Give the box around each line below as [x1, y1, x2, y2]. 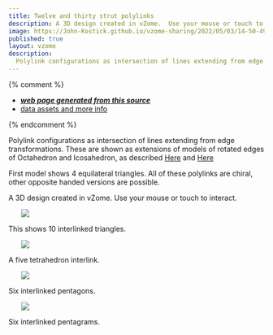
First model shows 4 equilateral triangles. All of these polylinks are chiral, [8, 168, 253, 178]
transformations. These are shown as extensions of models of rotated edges [8, 144, 265, 154]
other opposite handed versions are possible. [8, 176, 160, 187]
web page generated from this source [19, 95, 151, 105]
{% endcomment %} [8, 120, 77, 129]
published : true [8, 34, 63, 43]
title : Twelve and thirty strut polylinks [8, 11, 154, 20]
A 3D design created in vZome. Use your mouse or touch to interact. [8, 193, 237, 202]
